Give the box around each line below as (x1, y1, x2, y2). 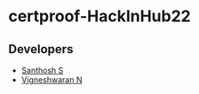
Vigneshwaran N (20, 74, 83, 85)
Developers (8, 42, 74, 57)
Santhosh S (20, 65, 64, 75)
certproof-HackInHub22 (8, 6, 192, 27)
